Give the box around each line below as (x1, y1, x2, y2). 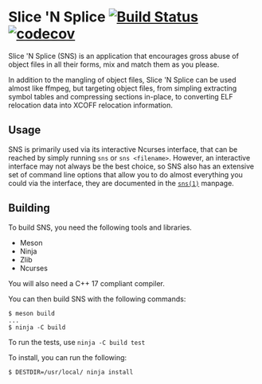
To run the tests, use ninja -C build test (8, 337, 146, 347)
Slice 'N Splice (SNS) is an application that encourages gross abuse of (8, 51, 239, 60)
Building (8, 201, 50, 215)
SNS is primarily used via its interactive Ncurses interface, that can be (8, 144, 238, 154)
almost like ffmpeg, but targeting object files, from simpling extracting (8, 83, 237, 93)
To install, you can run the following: (8, 352, 127, 362)
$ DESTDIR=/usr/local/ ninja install (8, 368, 134, 376)
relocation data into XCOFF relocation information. (8, 100, 174, 110)
